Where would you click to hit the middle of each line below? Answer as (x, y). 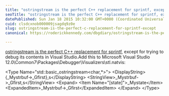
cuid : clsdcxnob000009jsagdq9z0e (40, 24)
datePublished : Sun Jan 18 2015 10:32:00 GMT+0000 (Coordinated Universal (85, 19)
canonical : (17, 33)
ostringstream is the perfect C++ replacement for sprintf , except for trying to (84, 51)
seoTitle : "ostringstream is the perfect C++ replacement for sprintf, (82, 14)
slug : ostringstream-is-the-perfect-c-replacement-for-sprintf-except (81, 28)
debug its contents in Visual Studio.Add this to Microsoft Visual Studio (77, 57)
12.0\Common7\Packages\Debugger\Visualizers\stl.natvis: (65, 62)
